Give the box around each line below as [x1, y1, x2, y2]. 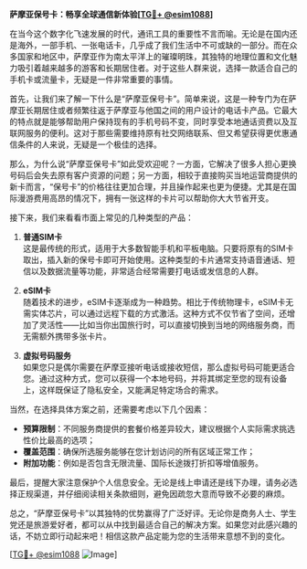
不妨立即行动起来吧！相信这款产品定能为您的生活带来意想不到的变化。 [25, 531, 290, 542]
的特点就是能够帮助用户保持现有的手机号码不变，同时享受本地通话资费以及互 [9, 116, 298, 127]
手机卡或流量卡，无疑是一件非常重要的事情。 [9, 74, 178, 85]
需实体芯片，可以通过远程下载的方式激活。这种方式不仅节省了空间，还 [22, 308, 288, 319]
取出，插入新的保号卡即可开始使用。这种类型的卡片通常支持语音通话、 [22, 255, 288, 265]
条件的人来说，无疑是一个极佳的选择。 [16, 139, 162, 150]
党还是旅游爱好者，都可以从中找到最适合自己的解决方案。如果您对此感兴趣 [9, 520, 290, 530]
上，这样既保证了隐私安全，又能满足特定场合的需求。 [22, 385, 224, 395]
